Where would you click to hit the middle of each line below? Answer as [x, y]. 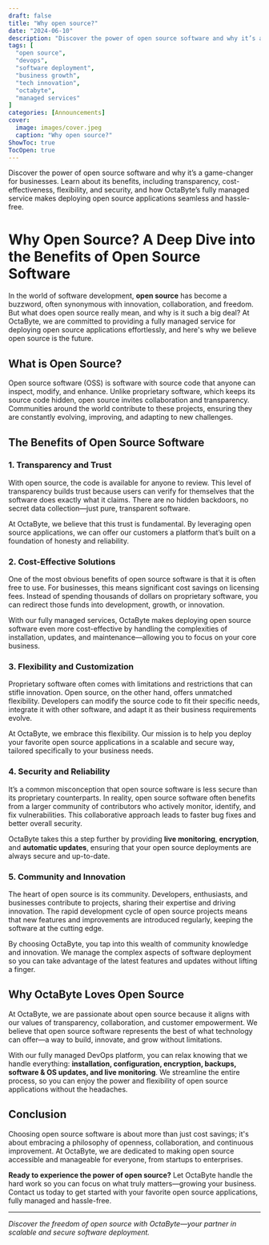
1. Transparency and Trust [60, 465]
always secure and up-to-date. [59, 856]
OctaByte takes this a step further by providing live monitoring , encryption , [133, 839]
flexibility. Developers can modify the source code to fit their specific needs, [134, 701]
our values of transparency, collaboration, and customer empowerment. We [133, 1022]
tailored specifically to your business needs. [81, 751]
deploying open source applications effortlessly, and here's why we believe [132, 330]
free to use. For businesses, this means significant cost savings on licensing [134, 588]
